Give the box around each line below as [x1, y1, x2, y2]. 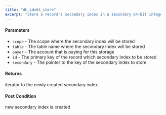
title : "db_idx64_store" [5, 7, 56, 12]
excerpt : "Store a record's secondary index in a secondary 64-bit [5, 12, 147, 17]
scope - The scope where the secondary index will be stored [12, 38, 135, 44]
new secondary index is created [5, 104, 71, 110]
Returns [5, 70, 22, 77]
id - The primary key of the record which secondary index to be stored [12, 54, 157, 60]
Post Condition [5, 93, 37, 99]
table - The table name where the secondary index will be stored [12, 43, 145, 50]
